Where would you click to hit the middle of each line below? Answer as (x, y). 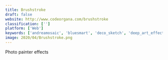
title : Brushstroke (25, 10)
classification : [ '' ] (28, 24)
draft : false (19, 14)
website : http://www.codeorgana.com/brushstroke (57, 19)
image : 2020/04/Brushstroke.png (39, 38)
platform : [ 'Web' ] (24, 28)
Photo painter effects (27, 52)
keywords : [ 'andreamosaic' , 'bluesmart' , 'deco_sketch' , (66, 33)
